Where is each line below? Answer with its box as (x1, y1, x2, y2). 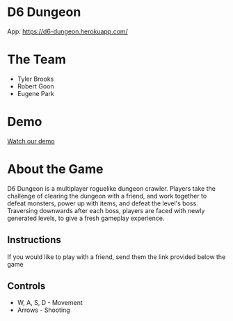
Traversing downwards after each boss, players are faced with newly (7, 206, 205, 214)
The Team (7, 52, 66, 68)
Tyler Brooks (17, 75, 54, 83)
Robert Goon (17, 81, 54, 91)
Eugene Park (17, 89, 54, 97)
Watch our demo (7, 136, 55, 145)
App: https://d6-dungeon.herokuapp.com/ (7, 27, 129, 36)
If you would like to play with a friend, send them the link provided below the (7, 252, 226, 261)
